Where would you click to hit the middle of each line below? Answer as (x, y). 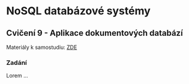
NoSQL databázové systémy (79, 11)
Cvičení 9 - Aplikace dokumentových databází (94, 33)
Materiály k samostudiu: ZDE (42, 47)
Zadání (16, 63)
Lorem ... (17, 76)
